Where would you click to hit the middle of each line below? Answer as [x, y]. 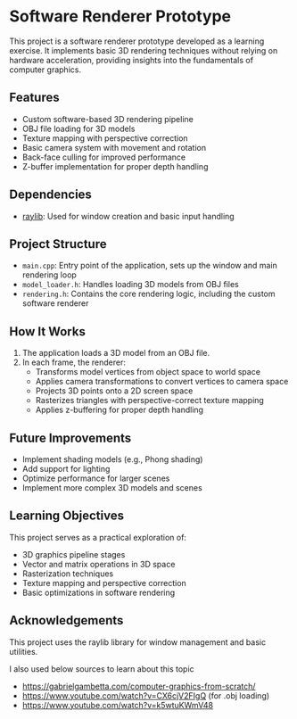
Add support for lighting [66, 469]
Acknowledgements [66, 620]
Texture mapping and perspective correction [104, 583]
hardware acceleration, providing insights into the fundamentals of [132, 60]
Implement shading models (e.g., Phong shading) [112, 459]
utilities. [24, 651]
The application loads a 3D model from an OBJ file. [116, 353]
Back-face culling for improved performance [103, 157]
